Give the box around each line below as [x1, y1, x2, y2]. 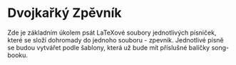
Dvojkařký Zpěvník [7, 5, 123, 21]
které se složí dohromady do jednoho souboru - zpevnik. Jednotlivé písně [7, 35, 225, 44]
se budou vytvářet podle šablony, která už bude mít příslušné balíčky [7, 43, 210, 52]
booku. [7, 51, 29, 59]
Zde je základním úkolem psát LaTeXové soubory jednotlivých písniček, [7, 28, 217, 37]
